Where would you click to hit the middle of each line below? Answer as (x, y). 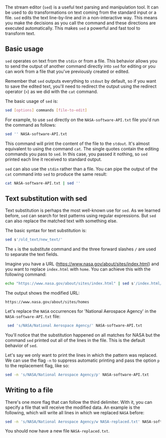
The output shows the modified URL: (42, 293)
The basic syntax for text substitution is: (46, 231)
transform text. (20, 33)
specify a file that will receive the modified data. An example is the (73, 407)
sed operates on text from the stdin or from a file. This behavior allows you (81, 61)
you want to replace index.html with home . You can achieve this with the (78, 269)
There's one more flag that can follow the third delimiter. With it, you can (79, 402)
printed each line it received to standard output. (54, 159)
